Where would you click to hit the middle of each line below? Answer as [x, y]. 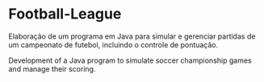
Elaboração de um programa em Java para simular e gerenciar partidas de [132, 36]
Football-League [65, 14]
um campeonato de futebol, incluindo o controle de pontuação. [113, 44]
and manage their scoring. [52, 68]
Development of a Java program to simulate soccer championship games [130, 60]
